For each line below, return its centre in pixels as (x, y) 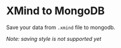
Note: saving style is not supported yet (54, 39)
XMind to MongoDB (56, 11)
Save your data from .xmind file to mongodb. (61, 27)
